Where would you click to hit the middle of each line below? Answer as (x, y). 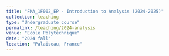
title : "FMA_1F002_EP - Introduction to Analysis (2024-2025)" (85, 11)
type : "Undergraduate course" (43, 22)
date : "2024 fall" (28, 38)
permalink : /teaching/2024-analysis (51, 28)
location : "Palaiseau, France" (44, 44)
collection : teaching (33, 17)
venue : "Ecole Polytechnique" (43, 33)
